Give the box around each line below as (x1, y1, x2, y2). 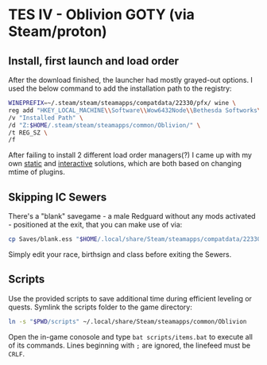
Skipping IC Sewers (8, 190, 107, 204)
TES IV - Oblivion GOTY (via (8, 6, 195, 24)
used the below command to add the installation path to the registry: (8, 83, 232, 93)
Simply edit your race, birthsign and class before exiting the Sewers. (8, 249, 232, 259)
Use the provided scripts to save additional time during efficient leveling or (8, 293, 253, 303)
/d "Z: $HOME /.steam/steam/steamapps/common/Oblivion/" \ (8, 121, 201, 129)
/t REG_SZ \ (8, 129, 48, 137)
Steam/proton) (8, 22, 107, 41)
